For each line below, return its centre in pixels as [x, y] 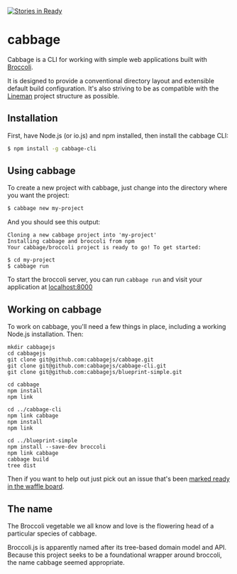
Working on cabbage [55, 309]
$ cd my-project [31, 260]
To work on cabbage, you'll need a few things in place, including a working [117, 327]
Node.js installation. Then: [45, 334]
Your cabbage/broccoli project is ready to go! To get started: [104, 248]
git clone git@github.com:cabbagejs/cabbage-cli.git [87, 366]
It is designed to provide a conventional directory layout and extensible [111, 80]
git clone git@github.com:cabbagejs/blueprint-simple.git [95, 372]
